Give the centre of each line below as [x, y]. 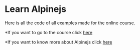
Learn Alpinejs [35, 9]
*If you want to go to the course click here [49, 32]
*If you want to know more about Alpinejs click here [58, 42]
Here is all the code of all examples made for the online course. [70, 23]
